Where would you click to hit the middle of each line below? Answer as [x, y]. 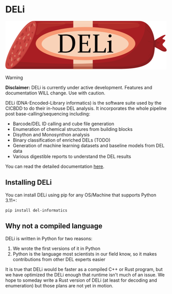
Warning [14, 77]
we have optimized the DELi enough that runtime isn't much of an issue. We [85, 275]
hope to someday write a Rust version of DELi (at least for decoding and [81, 280]
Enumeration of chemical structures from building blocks [73, 129]
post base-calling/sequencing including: [48, 114]
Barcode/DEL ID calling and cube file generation [63, 124]
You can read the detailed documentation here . [55, 166]
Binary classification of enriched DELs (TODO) [62, 140]
